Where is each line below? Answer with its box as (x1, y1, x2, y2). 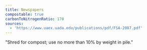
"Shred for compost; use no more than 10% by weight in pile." (5, 39, 133, 45)
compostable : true (5, 12, 44, 17)
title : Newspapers (5, 7, 44, 12)
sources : (5, 21, 24, 26)
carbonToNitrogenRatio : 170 (5, 16, 64, 21)
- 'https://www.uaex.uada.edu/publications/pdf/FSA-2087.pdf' (10, 26, 143, 31)
